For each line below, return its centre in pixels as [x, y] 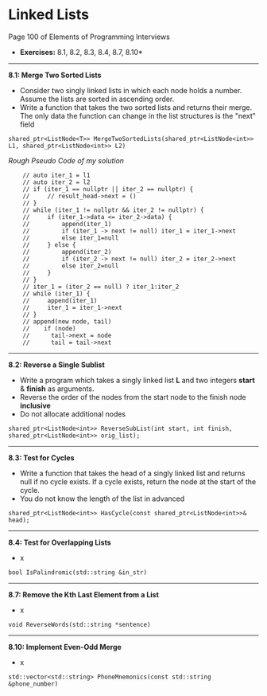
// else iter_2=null [71, 266]
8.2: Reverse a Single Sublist [56, 365]
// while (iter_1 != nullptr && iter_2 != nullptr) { [113, 210]
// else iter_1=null [71, 238]
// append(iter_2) [67, 252]
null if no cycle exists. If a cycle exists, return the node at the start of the [138, 481]
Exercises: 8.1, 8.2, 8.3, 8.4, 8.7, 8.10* [81, 52]
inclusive [35, 405]
